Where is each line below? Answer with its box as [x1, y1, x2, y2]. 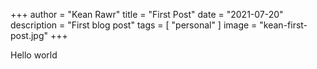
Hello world [10, 49, 58, 61]
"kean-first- [259, 19, 308, 31]
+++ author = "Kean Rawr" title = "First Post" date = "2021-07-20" [10, 9, 284, 20]
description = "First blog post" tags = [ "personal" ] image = [10, 19, 258, 31]
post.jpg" [10, 30, 49, 41]
